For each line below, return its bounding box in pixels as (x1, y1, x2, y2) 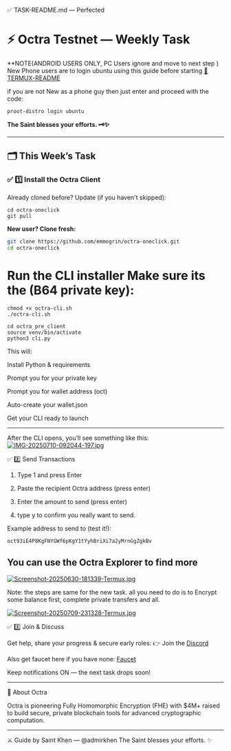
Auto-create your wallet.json (7, 401, 88, 409)
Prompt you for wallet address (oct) (7, 388, 108, 396)
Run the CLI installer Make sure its (7, 268, 206, 283)
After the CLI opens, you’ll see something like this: (7, 434, 149, 442)
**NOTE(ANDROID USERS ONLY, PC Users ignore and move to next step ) (7, 59, 219, 68)
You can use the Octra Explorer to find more (7, 557, 198, 568)
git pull (7, 212, 32, 219)
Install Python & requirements (7, 361, 91, 369)
